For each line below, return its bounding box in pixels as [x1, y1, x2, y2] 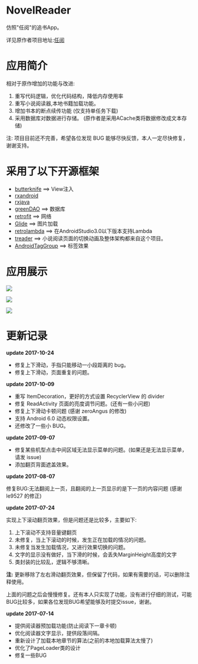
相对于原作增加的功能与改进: [6, 80, 75, 87]
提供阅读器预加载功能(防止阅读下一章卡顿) [14, 622, 117, 629]
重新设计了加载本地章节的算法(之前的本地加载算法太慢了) [14, 637, 153, 644]
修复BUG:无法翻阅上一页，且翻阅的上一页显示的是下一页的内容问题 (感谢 [6, 485, 183, 492]
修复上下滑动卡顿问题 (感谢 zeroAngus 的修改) [14, 407, 127, 414]
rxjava [14, 198, 30, 205]
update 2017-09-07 [6, 434, 55, 441]
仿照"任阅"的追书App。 [6, 24, 62, 31]
